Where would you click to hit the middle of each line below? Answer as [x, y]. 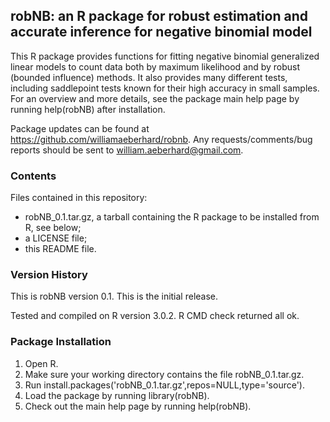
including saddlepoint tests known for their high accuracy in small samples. [165, 88]
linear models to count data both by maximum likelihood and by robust [155, 66]
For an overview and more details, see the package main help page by [155, 98]
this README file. [60, 249]
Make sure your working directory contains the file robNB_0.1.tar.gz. [164, 374]
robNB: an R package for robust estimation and [159, 16]
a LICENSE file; [56, 238]
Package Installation [61, 342]
